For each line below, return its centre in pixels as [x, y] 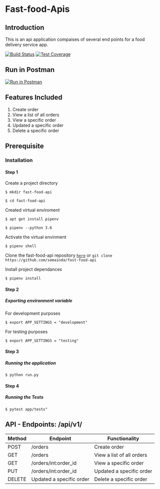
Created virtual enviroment [33, 210]
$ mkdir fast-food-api [29, 192]
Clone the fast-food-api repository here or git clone [59, 255]
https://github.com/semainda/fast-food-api [51, 260]
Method [17, 438]
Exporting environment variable [39, 301]
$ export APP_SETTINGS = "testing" [42, 341]
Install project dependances [34, 270]
